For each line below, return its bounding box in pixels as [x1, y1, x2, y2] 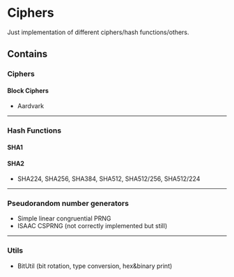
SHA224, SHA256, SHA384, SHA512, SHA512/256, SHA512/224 [17, 174, 201, 183]
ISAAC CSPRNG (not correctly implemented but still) [17, 222, 168, 230]
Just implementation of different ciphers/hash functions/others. [7, 28, 189, 36]
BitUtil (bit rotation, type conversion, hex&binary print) [17, 262, 173, 270]
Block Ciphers [7, 86, 49, 95]
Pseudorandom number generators [7, 199, 129, 209]
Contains [7, 48, 47, 60]
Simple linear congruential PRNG [17, 214, 111, 223]
